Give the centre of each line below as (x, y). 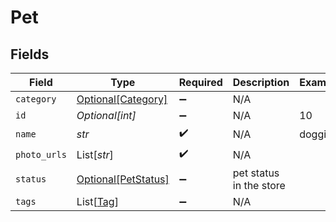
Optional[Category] (122, 99)
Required (200, 82)
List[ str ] (95, 154)
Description (261, 82)
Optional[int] (106, 115)
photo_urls (41, 154)
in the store (259, 185)
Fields (30, 54)
